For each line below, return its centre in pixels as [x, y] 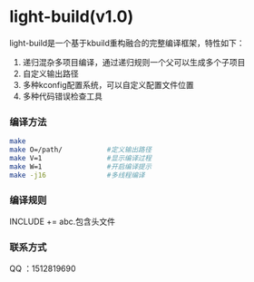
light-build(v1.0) [72, 17]
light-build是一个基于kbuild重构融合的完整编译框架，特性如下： [127, 43]
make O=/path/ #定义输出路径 [81, 150]
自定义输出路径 [50, 73]
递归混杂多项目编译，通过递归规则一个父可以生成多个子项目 [134, 62]
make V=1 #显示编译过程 [81, 158]
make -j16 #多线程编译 [77, 175]
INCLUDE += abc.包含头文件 [63, 221]
